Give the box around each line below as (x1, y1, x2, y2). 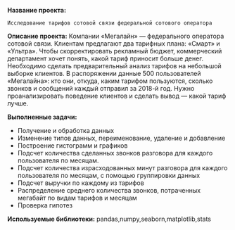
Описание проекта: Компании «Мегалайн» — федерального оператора (7, 32, 224, 40)
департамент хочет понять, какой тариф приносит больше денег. (7, 54, 204, 63)
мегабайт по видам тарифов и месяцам (17, 193, 137, 202)
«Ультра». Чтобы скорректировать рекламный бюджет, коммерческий (7, 47, 222, 55)
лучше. (7, 99, 29, 108)
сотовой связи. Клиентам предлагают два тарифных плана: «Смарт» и (7, 39, 220, 48)
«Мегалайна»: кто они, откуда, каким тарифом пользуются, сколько (7, 77, 213, 85)
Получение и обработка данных (17, 127, 115, 134)
